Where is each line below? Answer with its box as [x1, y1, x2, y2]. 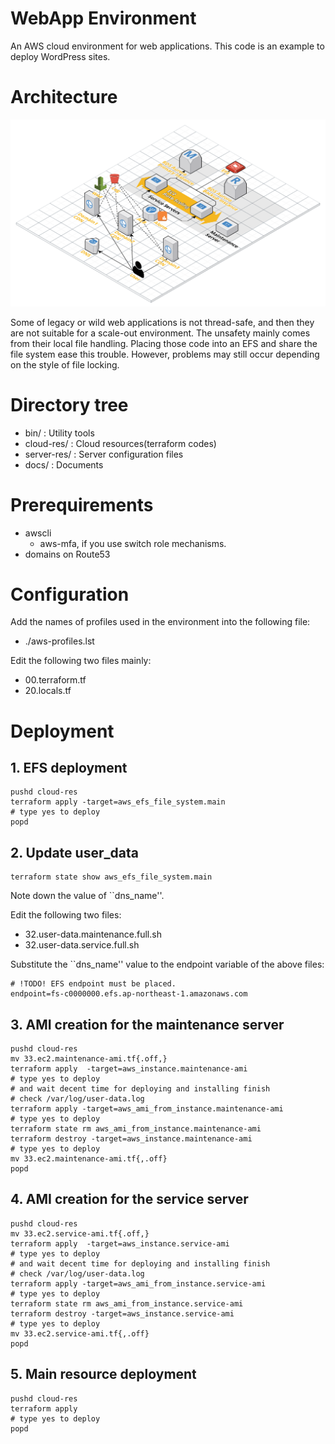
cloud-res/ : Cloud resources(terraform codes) [24, 437, 217, 449]
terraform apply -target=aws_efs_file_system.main [10, 797, 226, 807]
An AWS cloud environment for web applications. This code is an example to [10, 40, 325, 52]
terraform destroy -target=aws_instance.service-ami [10, 1308, 235, 1319]
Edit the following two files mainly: [10, 655, 152, 667]
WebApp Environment [10, 7, 197, 30]
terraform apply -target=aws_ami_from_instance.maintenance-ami [10, 1104, 284, 1114]
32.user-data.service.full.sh [24, 939, 140, 951]
